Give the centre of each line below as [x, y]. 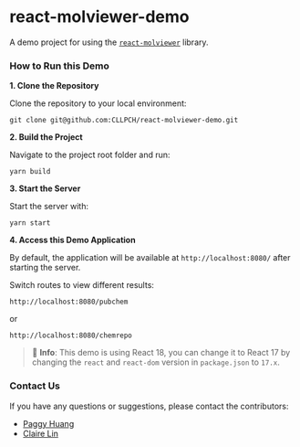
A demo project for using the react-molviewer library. [109, 42]
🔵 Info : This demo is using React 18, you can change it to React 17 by [161, 353]
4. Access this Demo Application [72, 240]
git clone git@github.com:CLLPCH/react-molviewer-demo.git [124, 121]
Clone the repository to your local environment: [98, 103]
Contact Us [35, 386]
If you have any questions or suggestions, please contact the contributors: [149, 406]
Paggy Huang [48, 423]
